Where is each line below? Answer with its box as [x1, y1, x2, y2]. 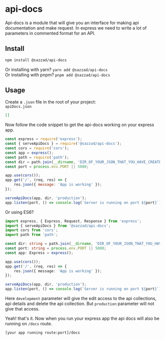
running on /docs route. [5, 321, 53, 327]
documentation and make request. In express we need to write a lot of [5, 25, 147, 31]
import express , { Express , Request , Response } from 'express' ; [5, 218, 141, 224]
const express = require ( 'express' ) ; [5, 136, 82, 141]
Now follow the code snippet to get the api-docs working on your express [5, 122, 155, 128]
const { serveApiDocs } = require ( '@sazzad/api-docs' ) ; [5, 141, 122, 146]
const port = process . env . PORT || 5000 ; [5, 164, 89, 169]
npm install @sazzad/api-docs [5, 58, 67, 63]
